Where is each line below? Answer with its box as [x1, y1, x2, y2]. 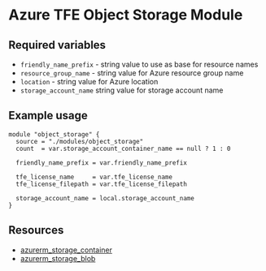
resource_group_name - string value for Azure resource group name [20, 68, 244, 78]
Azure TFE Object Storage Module [8, 6, 243, 24]
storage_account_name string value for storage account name [20, 85, 224, 95]
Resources [8, 223, 64, 237]
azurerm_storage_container [20, 245, 112, 255]
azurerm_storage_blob [20, 253, 96, 263]
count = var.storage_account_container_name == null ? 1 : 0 [15, 144, 231, 153]
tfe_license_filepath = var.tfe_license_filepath [15, 180, 187, 188]
